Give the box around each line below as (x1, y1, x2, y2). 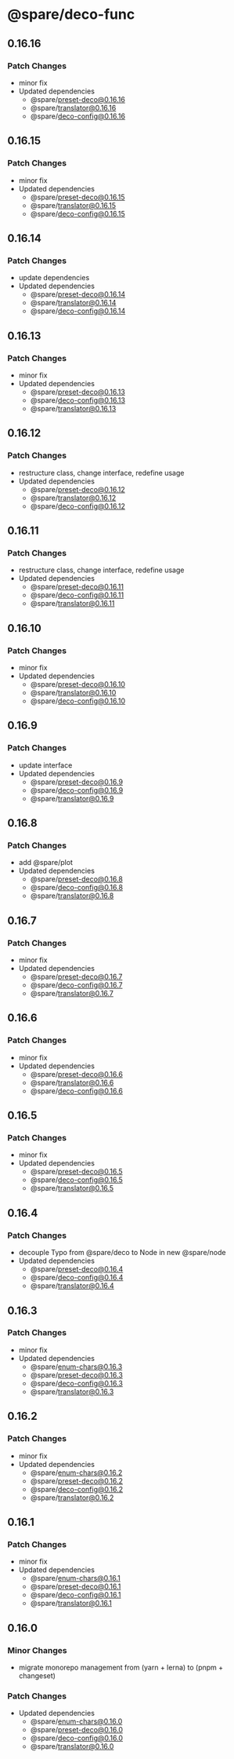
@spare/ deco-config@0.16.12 (30, 501, 126, 511)
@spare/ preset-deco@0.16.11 (30, 582, 124, 592)
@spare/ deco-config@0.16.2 (30, 1484, 124, 1494)
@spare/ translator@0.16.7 (30, 989, 114, 998)
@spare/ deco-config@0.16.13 (30, 395, 126, 405)
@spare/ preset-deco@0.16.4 (30, 1265, 124, 1274)
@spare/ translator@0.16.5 (30, 1184, 114, 1193)
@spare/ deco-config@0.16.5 (30, 1175, 123, 1184)
